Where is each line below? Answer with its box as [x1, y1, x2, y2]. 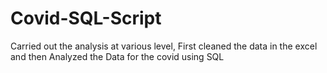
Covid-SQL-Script [10, 7, 162, 30]
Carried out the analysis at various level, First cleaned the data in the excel [10, 40, 318, 52]
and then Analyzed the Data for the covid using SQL [10, 50, 225, 62]
